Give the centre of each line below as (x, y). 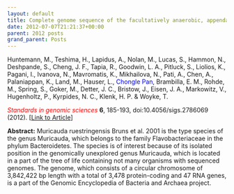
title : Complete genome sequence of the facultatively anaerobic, (106, 20)
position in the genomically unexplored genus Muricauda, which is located (114, 154)
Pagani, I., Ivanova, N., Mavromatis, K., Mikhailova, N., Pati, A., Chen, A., (110, 75)
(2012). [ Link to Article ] (40, 118)
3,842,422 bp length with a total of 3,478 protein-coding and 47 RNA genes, (117, 176)
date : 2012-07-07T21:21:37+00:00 (56, 27)
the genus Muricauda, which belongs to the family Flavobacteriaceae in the (115, 139)
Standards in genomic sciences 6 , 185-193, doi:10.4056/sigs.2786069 (108, 110)
